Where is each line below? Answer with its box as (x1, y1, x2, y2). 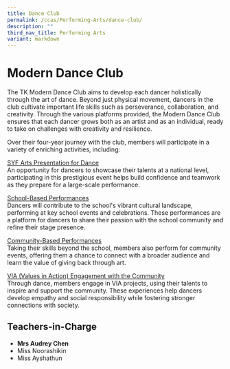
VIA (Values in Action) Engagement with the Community (7, 272, 165, 280)
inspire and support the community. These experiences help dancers (7, 286, 203, 295)
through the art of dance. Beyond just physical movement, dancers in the (7, 96, 214, 104)
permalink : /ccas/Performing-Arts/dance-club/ (7, 17, 143, 23)
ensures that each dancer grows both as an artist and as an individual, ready (7, 118, 224, 126)
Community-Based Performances (7, 237, 102, 245)
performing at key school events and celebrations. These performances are (7, 209, 221, 217)
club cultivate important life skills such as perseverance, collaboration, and (7, 103, 218, 111)
